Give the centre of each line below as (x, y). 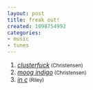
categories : (24, 33)
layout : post (26, 13)
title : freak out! (33, 20)
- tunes (18, 45)
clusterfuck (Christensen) (50, 65)
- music (18, 39)
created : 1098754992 (37, 26)
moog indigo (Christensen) (52, 72)
